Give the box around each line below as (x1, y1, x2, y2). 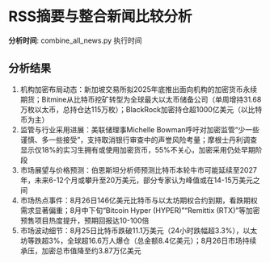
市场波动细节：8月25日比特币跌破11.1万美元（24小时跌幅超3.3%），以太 (19, 225, 257, 235)
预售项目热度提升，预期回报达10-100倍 (19, 215, 150, 225)
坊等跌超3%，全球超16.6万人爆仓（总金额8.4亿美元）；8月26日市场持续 (19, 236, 257, 245)
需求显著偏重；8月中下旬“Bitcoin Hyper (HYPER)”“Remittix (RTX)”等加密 (19, 205, 260, 215)
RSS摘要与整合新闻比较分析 (8, 7, 192, 26)
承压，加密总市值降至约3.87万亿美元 (19, 245, 141, 255)
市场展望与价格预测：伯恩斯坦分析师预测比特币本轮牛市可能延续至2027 (19, 165, 257, 174)
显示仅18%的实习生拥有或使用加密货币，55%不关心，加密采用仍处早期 (19, 144, 256, 154)
